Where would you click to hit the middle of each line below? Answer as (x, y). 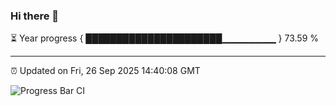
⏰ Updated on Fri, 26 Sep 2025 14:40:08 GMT (105, 71)
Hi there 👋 (35, 16)
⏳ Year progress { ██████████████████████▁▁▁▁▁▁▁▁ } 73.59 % (165, 38)
